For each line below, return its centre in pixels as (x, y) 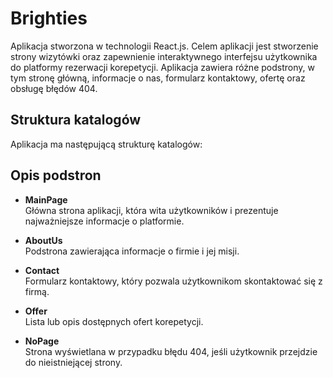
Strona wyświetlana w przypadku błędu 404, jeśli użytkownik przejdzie (171, 351)
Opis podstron (56, 175)
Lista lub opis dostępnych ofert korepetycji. (114, 321)
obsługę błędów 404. (54, 88)
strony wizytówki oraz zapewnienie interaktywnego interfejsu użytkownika (164, 56)
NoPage (42, 341)
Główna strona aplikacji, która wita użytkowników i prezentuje (151, 210)
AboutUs (43, 240)
